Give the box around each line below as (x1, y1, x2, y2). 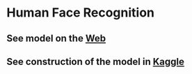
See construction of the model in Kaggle (6, 55, 185, 67)
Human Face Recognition (6, 5, 154, 21)
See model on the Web (6, 33, 106, 44)
